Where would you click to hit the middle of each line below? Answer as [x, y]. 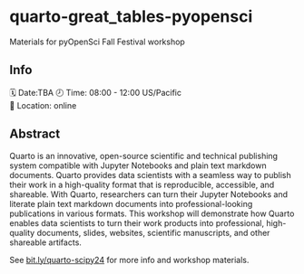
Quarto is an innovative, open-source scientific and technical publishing [144, 156]
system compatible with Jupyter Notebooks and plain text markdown [138, 165]
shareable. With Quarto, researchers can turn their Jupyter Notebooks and [149, 194]
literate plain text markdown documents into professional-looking [131, 203]
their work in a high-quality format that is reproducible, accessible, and [142, 184]
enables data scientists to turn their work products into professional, [137, 222]
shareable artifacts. [45, 242]
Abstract [35, 134]
